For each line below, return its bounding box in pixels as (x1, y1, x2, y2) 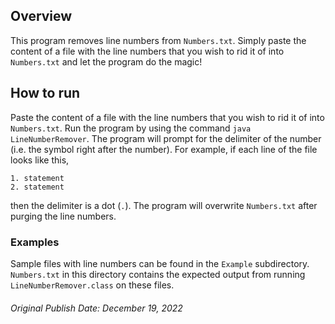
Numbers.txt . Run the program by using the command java (10, 122, 252, 134)
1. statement (10, 173, 65, 183)
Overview (10, 8, 73, 25)
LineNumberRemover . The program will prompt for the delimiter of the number (10, 132, 322, 144)
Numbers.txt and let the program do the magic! (10, 55, 203, 68)
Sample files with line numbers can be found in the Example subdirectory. (10, 257, 310, 269)
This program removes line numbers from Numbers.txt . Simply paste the (10, 34, 307, 46)
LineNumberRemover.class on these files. (10, 279, 175, 291)
